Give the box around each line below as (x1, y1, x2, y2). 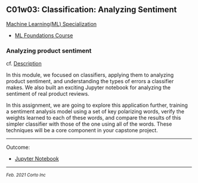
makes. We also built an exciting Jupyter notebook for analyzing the (6, 84, 171, 91)
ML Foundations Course (14, 32, 74, 39)
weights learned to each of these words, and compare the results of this (6, 115, 181, 122)
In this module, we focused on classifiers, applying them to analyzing (6, 71, 174, 79)
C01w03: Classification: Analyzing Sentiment (6, 5, 177, 15)
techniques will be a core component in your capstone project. (6, 127, 158, 134)
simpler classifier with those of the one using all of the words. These (6, 120, 172, 128)
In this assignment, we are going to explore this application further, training (6, 102, 188, 109)
